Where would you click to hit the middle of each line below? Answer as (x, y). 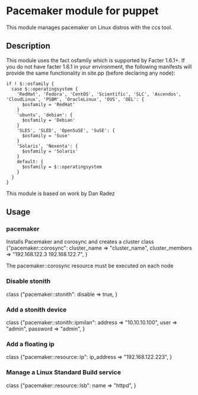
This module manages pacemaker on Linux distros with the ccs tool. (90, 27)
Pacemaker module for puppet (82, 11)
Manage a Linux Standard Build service (64, 372)
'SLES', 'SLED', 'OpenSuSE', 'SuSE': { (66, 130)
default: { (30, 161)
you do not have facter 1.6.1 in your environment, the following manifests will (99, 66)
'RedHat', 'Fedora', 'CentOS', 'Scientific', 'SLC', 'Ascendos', (99, 94)
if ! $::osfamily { (30, 84)
